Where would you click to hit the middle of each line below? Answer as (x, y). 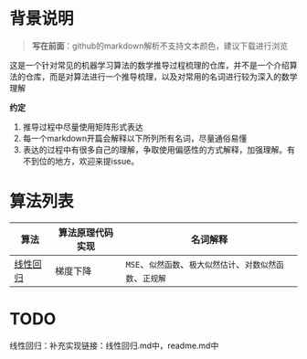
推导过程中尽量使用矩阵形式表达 (83, 127)
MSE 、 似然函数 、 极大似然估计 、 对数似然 (201, 264)
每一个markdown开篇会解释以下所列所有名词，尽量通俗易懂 (135, 138)
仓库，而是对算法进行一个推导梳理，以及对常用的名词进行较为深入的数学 (161, 76)
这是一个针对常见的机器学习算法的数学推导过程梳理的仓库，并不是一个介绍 (149, 65)
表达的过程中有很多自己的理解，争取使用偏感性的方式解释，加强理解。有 (159, 149)
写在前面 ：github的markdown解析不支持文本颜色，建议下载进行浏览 (159, 46)
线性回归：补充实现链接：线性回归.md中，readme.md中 (114, 345)
